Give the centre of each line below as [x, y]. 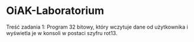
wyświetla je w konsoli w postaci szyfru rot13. [62, 33]
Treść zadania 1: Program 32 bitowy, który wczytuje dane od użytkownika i [97, 27]
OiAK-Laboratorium [55, 11]
